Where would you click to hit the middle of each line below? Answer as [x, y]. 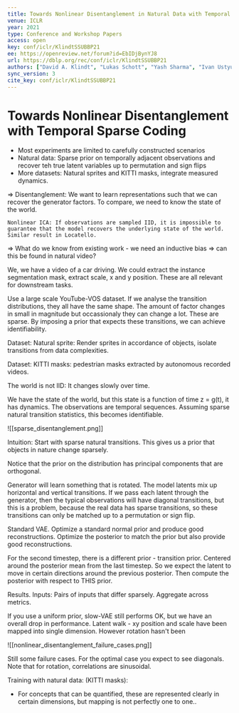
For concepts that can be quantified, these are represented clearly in [118, 694]
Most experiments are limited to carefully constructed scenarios [111, 150]
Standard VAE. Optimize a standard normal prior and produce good [106, 529]
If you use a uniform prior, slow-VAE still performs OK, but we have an [110, 616]
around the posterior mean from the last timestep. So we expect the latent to [119, 566]
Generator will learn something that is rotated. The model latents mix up [112, 485]
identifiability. [27, 329]
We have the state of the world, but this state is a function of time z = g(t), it [118, 399]
